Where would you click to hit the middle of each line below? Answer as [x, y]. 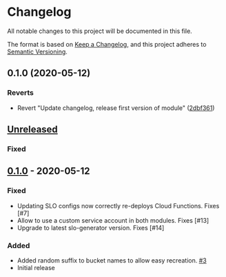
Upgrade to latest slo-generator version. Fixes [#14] [91, 228]
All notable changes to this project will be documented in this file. [100, 31]
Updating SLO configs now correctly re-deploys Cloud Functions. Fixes [118, 206]
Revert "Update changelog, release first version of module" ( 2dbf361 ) [116, 108]
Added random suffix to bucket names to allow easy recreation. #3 [112, 260]
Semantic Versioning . [37, 52]
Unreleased [33, 130]
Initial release [36, 267]
